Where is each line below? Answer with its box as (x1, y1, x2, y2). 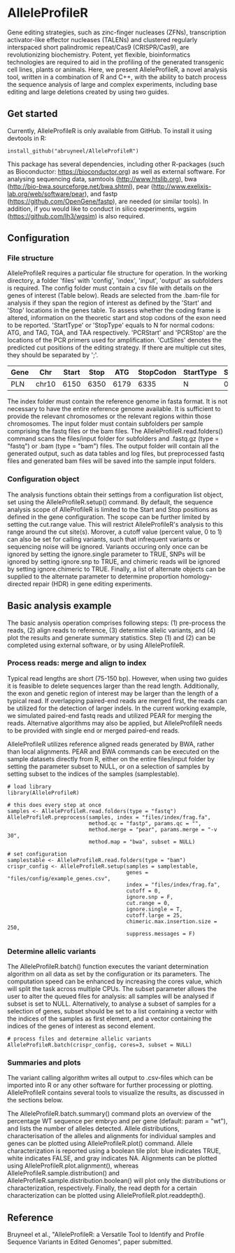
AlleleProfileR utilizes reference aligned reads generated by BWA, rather (7, 740, 215, 748)
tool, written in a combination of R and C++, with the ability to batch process (7, 72, 227, 81)
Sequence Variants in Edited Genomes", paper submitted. (7, 1238, 173, 1246)
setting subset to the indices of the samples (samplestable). (7, 769, 180, 778)
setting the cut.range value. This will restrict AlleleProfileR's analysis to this (7, 520, 224, 528)
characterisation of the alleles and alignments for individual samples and (7, 1132, 216, 1140)
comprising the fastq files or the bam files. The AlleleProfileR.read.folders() (7, 427, 224, 436)
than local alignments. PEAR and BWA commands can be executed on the (7, 747, 220, 756)
